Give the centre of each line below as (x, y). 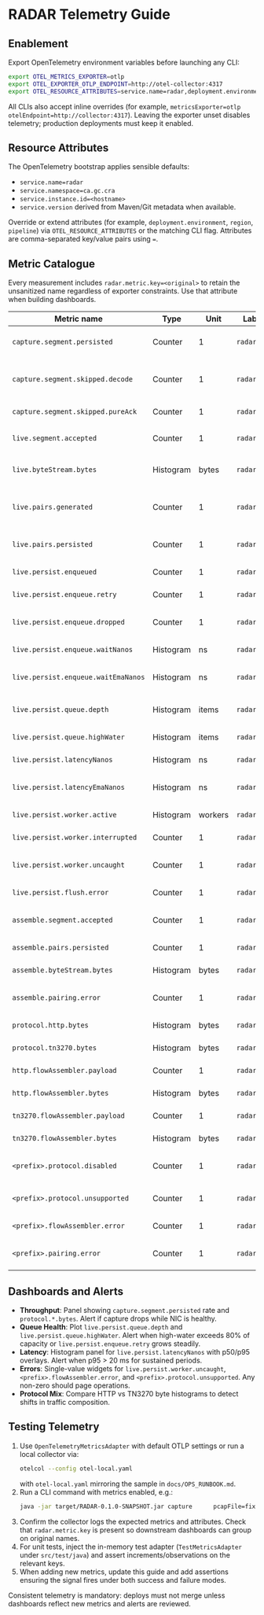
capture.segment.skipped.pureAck (75, 412)
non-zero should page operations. (75, 1385)
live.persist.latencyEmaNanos (69, 787)
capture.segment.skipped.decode (73, 380)
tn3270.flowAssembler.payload (69, 1116)
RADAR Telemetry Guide (89, 15)
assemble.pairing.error (57, 998)
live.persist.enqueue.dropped (69, 622)
